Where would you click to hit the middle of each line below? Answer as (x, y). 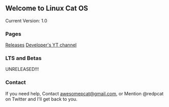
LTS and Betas (24, 58)
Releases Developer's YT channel (41, 45)
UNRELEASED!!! (22, 69)
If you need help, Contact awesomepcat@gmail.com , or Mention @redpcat (85, 93)
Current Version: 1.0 (26, 20)
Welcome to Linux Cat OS (47, 8)
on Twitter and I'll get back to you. (41, 99)
